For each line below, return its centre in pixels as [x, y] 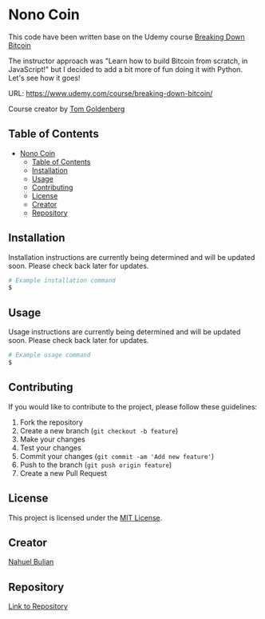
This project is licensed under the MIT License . [85, 517]
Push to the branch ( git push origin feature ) [96, 465]
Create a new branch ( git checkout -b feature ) [99, 430]
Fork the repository [51, 422]
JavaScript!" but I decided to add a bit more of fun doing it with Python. [126, 69]
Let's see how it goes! [45, 78]
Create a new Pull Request [63, 473]
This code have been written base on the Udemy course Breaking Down [127, 37]
